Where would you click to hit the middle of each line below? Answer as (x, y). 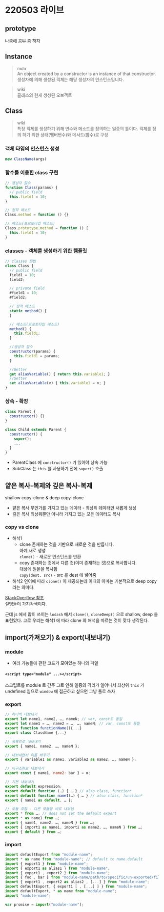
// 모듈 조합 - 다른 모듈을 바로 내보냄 (40, 809)
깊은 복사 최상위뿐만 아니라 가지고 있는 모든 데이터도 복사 (66, 514)
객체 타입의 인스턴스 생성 (32, 149)
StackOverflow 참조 (24, 598)
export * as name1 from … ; (32, 818)
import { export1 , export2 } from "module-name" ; (58, 873)
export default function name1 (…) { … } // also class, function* (74, 796)
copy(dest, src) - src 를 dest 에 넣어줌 (58, 575)
